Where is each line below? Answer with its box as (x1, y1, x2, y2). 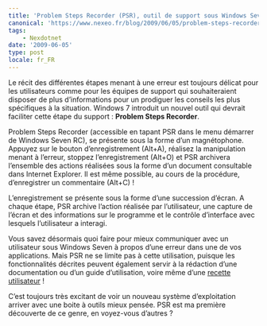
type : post (8, 49, 44, 56)
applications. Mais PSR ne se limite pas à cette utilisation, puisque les (8, 250, 236, 260)
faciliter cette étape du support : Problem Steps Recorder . (8, 111, 200, 121)
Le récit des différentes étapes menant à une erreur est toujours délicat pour (8, 77, 259, 87)
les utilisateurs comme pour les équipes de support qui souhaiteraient (8, 86, 237, 95)
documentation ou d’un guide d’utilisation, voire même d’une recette (8, 267, 231, 277)
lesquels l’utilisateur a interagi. (8, 218, 107, 227)
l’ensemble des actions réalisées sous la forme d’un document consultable (8, 161, 253, 170)
